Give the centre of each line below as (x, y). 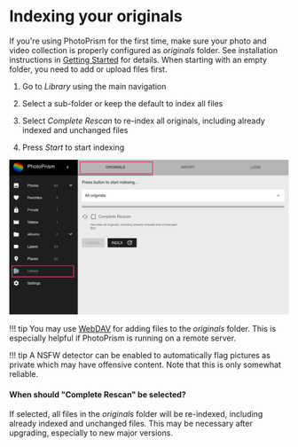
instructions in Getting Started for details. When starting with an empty (138, 59)
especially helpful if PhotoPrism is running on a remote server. (123, 338)
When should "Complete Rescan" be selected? (98, 394)
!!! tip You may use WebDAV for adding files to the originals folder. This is (143, 329)
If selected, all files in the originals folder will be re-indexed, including (136, 414)
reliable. (24, 374)
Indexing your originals (96, 16)
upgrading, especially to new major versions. (91, 433)
